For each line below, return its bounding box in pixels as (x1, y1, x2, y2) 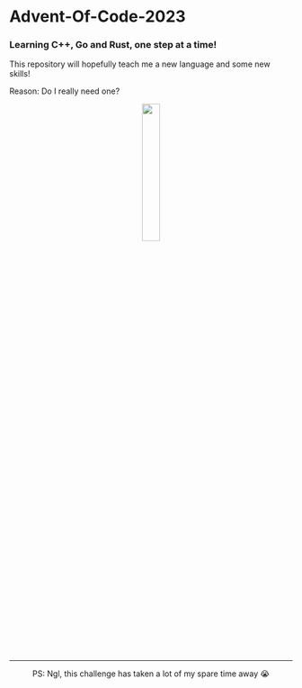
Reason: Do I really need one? (9, 86, 120, 96)
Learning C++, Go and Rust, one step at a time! (9, 39, 218, 51)
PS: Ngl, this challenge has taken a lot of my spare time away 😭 (32, 668, 270, 679)
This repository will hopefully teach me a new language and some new (9, 59, 271, 69)
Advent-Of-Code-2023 (9, 6, 186, 27)
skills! (9, 68, 31, 79)
